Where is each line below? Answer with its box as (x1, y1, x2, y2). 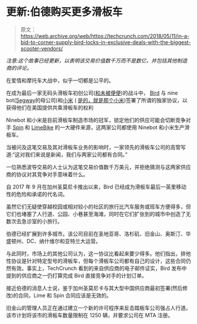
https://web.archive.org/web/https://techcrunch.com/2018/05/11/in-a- (20, 32, 189, 39)
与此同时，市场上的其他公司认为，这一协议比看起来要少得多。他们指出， (6, 250, 181, 257)
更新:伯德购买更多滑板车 (6, 5, 123, 19)
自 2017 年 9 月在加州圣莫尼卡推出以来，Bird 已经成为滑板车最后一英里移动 (6, 183, 186, 190)
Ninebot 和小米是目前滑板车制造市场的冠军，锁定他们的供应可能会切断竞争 (6, 116, 186, 123)
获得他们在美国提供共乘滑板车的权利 (6, 104, 94, 111)
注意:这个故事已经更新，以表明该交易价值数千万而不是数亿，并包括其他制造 (6, 57, 188, 64)
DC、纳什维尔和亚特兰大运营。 (26, 237, 101, 244)
